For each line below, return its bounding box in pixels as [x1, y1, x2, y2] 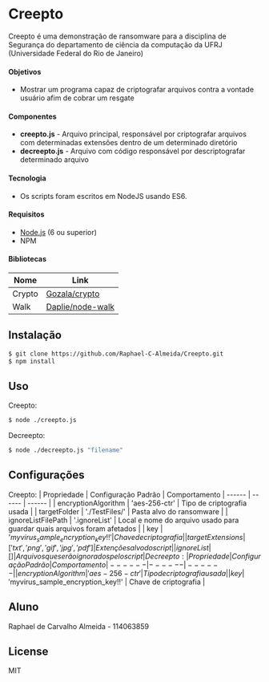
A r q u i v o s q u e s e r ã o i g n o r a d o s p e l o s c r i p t [15, 551, 143, 561]
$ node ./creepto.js [8, 416, 78, 424]
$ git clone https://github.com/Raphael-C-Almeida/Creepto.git [8, 350, 224, 358]
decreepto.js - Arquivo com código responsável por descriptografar [19, 146, 246, 156]
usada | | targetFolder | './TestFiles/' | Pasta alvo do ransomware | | [8, 506, 228, 516]
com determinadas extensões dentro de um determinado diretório [19, 138, 238, 148]
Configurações [8, 469, 86, 482]
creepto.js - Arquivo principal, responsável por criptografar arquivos [19, 129, 247, 139]
